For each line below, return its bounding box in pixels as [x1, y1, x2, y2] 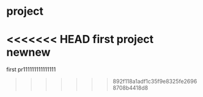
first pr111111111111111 [6, 66, 56, 73]
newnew [6, 45, 51, 60]
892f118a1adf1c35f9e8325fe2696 [113, 78, 197, 85]
